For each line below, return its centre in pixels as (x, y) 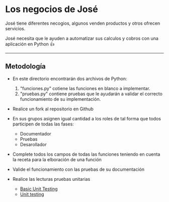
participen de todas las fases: (43, 124)
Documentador (35, 133)
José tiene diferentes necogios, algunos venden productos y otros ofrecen (83, 23)
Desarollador (33, 144)
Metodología (26, 66)
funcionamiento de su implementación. (60, 99)
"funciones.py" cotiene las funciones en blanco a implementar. (85, 88)
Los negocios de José (52, 9)
